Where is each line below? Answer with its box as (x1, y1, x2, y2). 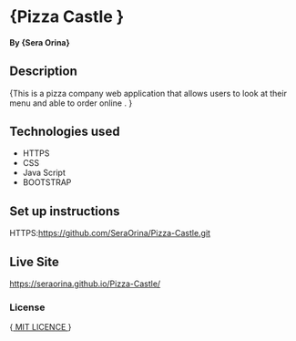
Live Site (9, 253, 59, 270)
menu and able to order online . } (9, 98, 133, 108)
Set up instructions (9, 203, 120, 219)
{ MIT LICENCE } (9, 322, 72, 333)
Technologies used (9, 123, 120, 139)
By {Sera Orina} (9, 36, 70, 47)
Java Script (22, 167, 66, 179)
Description (9, 64, 77, 79)
